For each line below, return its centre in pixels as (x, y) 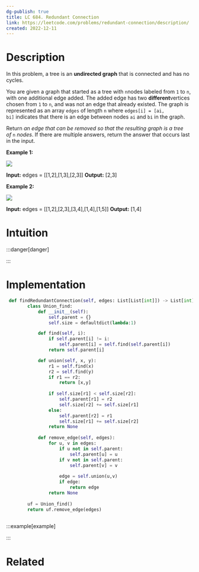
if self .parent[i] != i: (79, 339)
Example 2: (20, 187)
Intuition (27, 233)
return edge (84, 488)
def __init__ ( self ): (63, 312)
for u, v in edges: (72, 443)
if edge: (70, 482)
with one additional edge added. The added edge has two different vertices (98, 98)
